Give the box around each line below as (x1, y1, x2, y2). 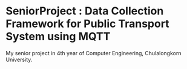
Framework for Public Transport (5, 17, 170, 31)
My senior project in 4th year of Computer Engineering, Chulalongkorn (5, 49, 182, 56)
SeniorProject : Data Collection (5, 4, 164, 18)
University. (5, 56, 33, 63)
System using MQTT (5, 30, 111, 43)
